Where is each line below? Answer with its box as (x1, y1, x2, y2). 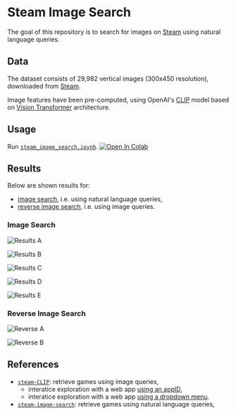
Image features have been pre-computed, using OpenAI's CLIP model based (7, 95, 230, 104)
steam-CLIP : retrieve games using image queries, (17, 377, 159, 385)
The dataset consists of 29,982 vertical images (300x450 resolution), (7, 74, 209, 83)
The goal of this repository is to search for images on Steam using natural (7, 28, 221, 36)
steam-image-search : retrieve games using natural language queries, (17, 399, 215, 408)
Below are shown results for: (7, 181, 90, 190)
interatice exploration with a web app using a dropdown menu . (27, 392, 210, 401)
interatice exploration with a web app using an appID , (27, 385, 183, 393)
